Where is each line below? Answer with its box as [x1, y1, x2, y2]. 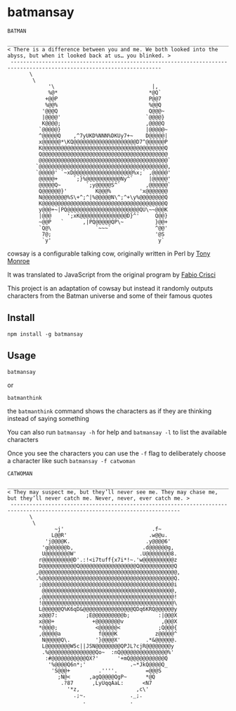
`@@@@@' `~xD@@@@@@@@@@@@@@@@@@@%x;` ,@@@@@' [35, 169, 171, 176]
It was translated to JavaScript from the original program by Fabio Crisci [7, 270, 216, 279]
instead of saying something [7, 414, 90, 422]
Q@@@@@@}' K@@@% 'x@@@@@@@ [38, 187, 169, 194]
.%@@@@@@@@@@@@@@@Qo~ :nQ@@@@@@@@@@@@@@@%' [41, 648, 174, 655]
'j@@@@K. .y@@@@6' [44, 538, 171, 545]
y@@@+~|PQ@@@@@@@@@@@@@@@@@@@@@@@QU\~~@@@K [38, 206, 169, 213]
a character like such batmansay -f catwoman [7, 456, 136, 465]
